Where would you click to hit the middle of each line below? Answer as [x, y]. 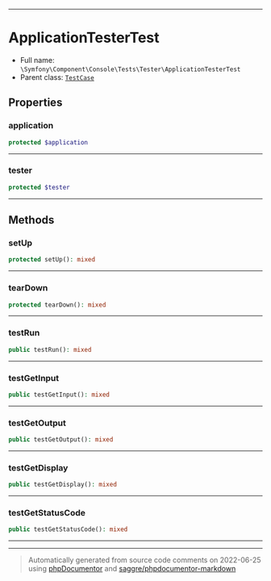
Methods [31, 220]
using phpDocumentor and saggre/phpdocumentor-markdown [132, 569]
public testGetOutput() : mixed [61, 440]
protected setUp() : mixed [52, 260]
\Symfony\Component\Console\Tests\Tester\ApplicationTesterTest [130, 69]
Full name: [37, 60]
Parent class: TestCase [57, 77]
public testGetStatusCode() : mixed [68, 529]
